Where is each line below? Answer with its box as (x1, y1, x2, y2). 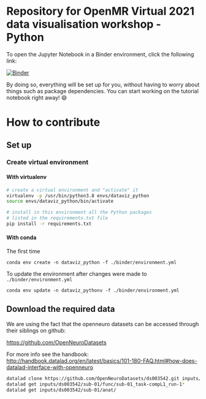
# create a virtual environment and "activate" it (6, 187, 139, 193)
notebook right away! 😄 (6, 94, 67, 101)
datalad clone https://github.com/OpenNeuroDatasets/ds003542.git (6, 375, 180, 381)
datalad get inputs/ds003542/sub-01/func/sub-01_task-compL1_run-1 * (6, 381, 185, 387)
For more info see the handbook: (6, 351, 89, 358)
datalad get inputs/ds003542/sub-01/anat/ (6, 387, 116, 393)
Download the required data (6, 304, 115, 314)
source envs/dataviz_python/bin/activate (6, 198, 114, 205)
